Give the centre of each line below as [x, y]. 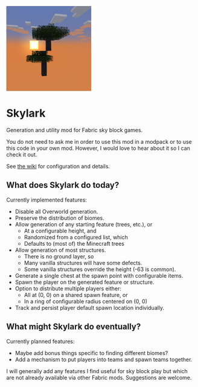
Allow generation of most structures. [60, 250]
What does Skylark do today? [63, 185]
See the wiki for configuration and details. [58, 166]
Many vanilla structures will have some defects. [83, 263]
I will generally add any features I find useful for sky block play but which [97, 371]
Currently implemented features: [47, 200]
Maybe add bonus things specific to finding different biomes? [91, 353]
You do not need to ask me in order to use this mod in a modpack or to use [99, 141]
